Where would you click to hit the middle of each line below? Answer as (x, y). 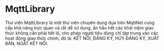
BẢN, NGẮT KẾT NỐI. (27, 43)
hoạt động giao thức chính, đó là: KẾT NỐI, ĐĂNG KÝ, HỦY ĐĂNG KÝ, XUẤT (82, 38)
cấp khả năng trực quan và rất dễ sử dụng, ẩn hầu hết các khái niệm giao (80, 27)
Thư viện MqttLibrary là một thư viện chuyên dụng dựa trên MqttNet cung (80, 23)
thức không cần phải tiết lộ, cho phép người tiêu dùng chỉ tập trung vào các (82, 33)
